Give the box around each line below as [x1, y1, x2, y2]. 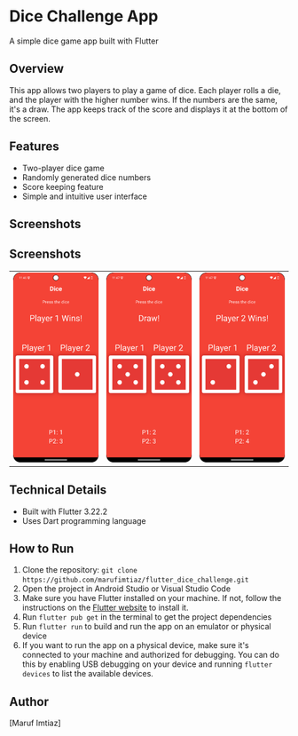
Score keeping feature [21, 181, 104, 192]
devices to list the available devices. [21, 669, 153, 679]
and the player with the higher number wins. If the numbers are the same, [9, 94, 278, 105]
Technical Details [9, 482, 107, 498]
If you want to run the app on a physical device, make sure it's [21, 640, 250, 651]
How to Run [9, 542, 74, 557]
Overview [9, 61, 65, 76]
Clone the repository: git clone [21, 565, 137, 575]
